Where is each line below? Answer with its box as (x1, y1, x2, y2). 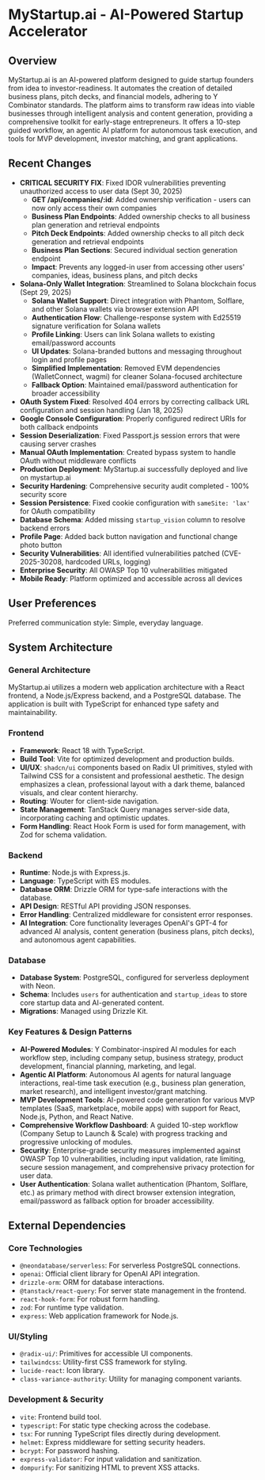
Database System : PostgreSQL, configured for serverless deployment (19, 973, 249, 982)
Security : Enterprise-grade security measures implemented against (19, 1145, 241, 1155)
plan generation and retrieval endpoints (31, 220, 161, 229)
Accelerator (8, 22, 88, 40)
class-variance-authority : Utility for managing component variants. (19, 1374, 243, 1384)
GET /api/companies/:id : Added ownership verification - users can (31, 194, 252, 204)
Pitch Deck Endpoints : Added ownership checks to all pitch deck (31, 228, 244, 238)
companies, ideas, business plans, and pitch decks (31, 270, 198, 280)
